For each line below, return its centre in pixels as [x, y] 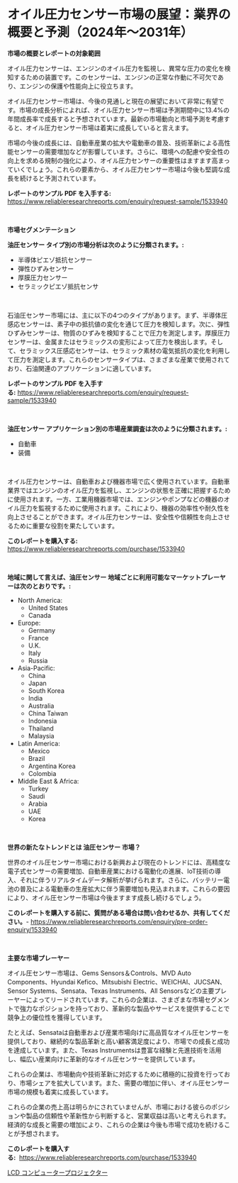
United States [48, 608]
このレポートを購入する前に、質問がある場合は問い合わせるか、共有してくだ [119, 913]
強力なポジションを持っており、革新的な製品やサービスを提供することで [125, 1009]
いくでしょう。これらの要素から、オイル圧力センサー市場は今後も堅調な [119, 169]
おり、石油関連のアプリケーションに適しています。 [81, 368]
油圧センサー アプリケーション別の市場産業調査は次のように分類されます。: [118, 428]
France [39, 638]
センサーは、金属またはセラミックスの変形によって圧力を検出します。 [109, 342]
